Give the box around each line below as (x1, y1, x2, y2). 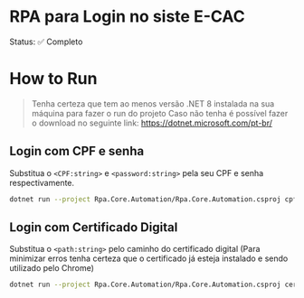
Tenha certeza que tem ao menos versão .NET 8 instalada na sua (31, 98, 275, 109)
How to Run (9, 69, 98, 89)
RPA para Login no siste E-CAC (9, 6, 246, 27)
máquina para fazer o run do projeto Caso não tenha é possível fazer (31, 107, 289, 118)
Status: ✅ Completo (9, 36, 83, 47)
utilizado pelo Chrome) (9, 263, 95, 274)
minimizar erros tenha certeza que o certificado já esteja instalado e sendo (9, 253, 289, 264)
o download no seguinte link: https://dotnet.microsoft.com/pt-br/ (31, 117, 273, 128)
